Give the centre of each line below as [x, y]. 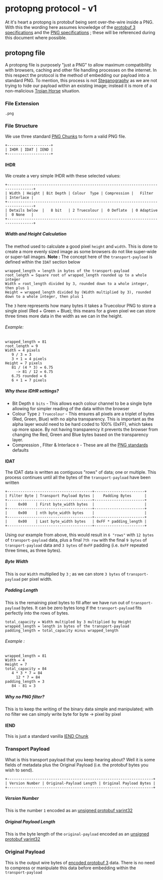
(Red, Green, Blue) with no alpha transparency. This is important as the [83, 419]
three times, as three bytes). [33, 550]
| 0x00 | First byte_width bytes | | [76, 504]
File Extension [22, 103]
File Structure [21, 126]
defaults [20, 450]
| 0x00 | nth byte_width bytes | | [76, 513]
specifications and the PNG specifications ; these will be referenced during [80, 32]
